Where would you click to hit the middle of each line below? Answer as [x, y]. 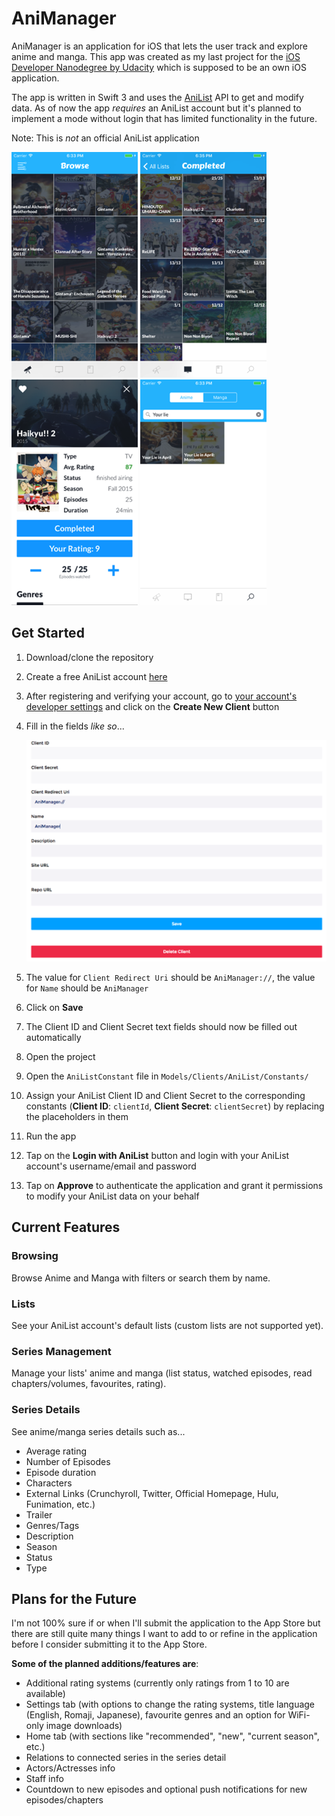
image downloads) [84, 1726]
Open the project [60, 1057]
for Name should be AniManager [87, 988]
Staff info [44, 1779]
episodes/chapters [64, 1800]
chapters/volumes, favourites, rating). [89, 1384]
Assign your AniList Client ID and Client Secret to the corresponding [165, 1096]
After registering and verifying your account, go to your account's [161, 696]
